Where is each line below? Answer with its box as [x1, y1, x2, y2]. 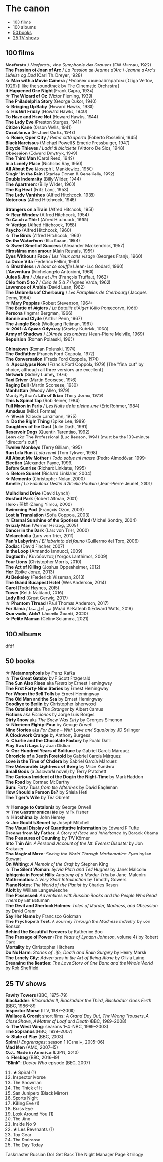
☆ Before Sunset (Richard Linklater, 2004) [5, 470, 91, 476]
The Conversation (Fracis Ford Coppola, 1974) [5, 356, 99, 362]
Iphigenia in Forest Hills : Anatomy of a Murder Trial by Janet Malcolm [5, 872, 146, 877]
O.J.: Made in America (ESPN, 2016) [5, 1050, 79, 1055]
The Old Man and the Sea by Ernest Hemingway [5, 696, 103, 702]
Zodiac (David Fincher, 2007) [5, 543, 65, 549]
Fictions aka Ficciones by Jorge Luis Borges [5, 712, 95, 718]
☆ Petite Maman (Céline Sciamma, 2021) [5, 615, 89, 621]
